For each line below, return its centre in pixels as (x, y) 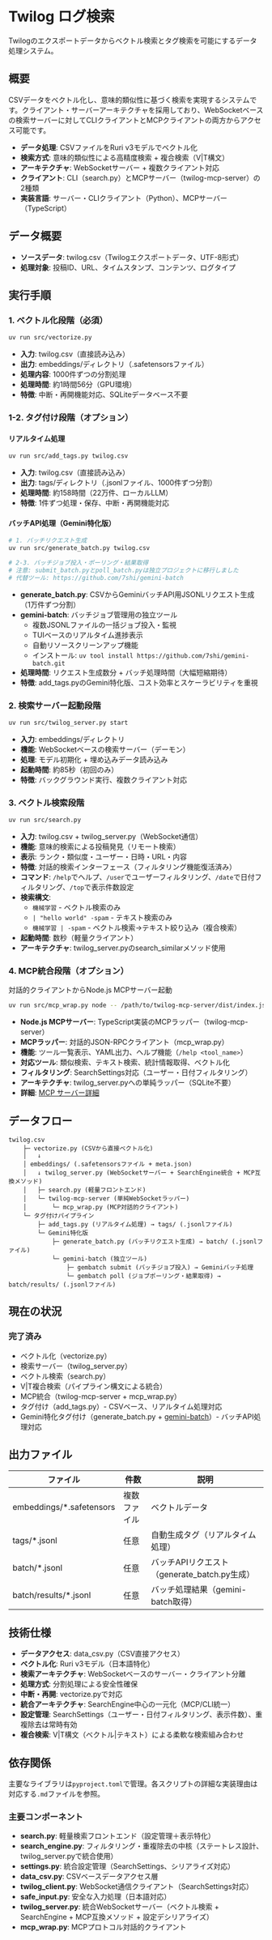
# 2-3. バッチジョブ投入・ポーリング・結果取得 (79, 563)
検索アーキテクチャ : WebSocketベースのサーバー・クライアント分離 (133, 1674)
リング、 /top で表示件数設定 (88, 887)
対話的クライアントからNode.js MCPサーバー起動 (90, 990)
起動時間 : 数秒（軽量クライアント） (79, 938)
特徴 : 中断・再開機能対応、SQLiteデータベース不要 (104, 394)
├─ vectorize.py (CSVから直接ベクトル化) (88, 1149)
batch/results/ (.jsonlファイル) (62, 1285)
